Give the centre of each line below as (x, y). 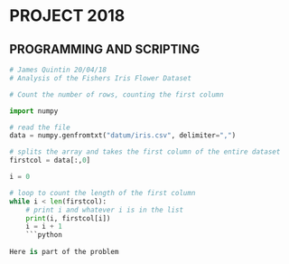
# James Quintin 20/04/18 (58, 70)
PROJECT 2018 (67, 16)
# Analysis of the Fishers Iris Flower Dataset (101, 78)
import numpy (34, 111)
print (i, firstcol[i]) (68, 218)
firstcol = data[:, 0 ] (50, 160)
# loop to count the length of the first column (103, 193)
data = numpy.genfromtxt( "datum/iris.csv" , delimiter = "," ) (123, 136)
